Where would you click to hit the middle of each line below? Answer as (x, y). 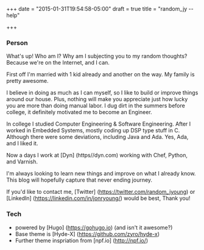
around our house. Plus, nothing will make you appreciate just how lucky (97, 99)
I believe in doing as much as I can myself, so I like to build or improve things (102, 93)
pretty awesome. (27, 81)
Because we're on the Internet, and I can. (58, 63)
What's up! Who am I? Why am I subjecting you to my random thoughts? (97, 56)
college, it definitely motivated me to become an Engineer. (79, 112)
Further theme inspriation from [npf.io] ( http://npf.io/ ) (82, 240)
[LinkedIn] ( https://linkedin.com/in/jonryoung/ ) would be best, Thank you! (98, 198)
